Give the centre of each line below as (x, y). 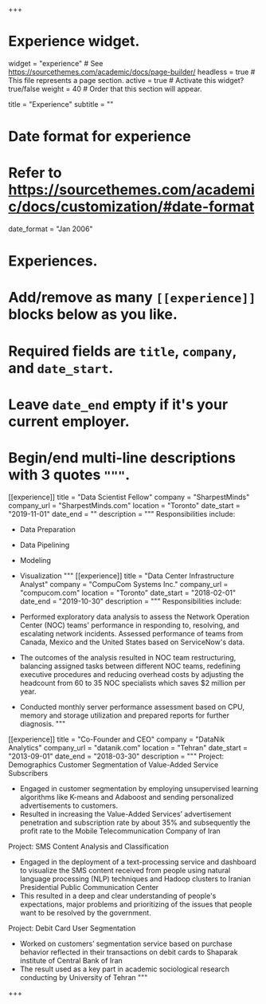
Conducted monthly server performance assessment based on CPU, (132, 707)
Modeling (35, 560)
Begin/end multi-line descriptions (122, 458)
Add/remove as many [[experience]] (132, 298)
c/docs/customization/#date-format (131, 207)
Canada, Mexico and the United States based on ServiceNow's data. (132, 642)
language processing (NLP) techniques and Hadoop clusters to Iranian (135, 879)
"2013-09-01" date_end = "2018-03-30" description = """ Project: (116, 756)
